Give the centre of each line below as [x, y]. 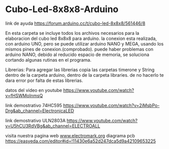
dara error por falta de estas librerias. [44, 80]
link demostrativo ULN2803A [35, 120]
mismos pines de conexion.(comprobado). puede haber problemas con [79, 49]
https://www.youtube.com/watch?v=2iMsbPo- [111, 105]
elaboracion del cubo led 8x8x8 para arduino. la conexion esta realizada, [81, 38]
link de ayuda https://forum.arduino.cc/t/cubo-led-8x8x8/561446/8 [75, 23]
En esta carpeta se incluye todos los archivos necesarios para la [72, 33]
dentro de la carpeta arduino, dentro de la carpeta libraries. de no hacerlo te [85, 75]
